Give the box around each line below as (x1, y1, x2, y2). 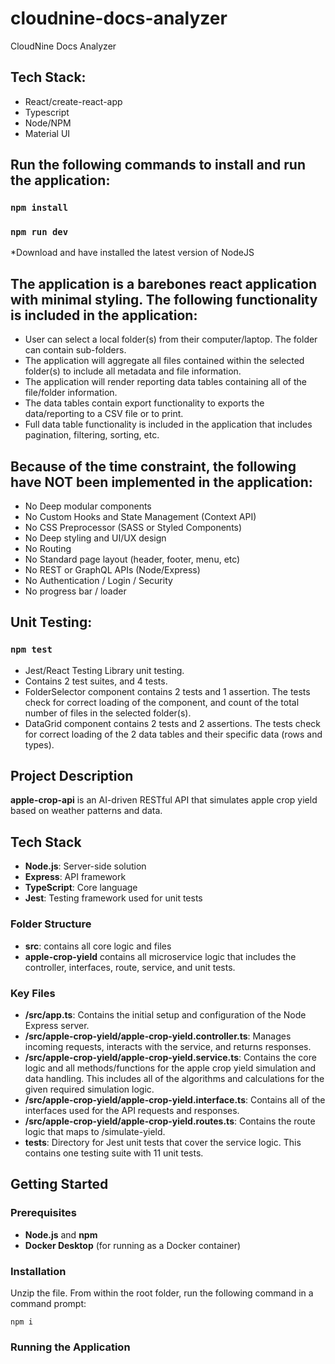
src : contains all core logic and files (24, 940, 172, 952)
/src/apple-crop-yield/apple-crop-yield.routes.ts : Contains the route (24, 1115, 316, 1127)
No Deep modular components (24, 500, 152, 512)
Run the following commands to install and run (10, 157, 307, 174)
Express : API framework (24, 871, 127, 883)
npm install (10, 202, 69, 214)
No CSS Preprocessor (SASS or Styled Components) (24, 521, 243, 533)
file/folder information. (24, 387, 118, 399)
